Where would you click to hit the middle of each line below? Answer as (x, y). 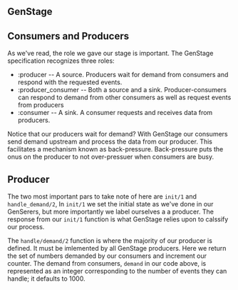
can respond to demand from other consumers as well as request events (124, 97)
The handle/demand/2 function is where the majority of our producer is (110, 241)
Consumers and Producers (68, 36)
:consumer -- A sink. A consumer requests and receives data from (115, 113)
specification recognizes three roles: (61, 61)
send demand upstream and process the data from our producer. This (110, 141)
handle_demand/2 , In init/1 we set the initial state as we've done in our (110, 204)
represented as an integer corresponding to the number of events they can (117, 271)
